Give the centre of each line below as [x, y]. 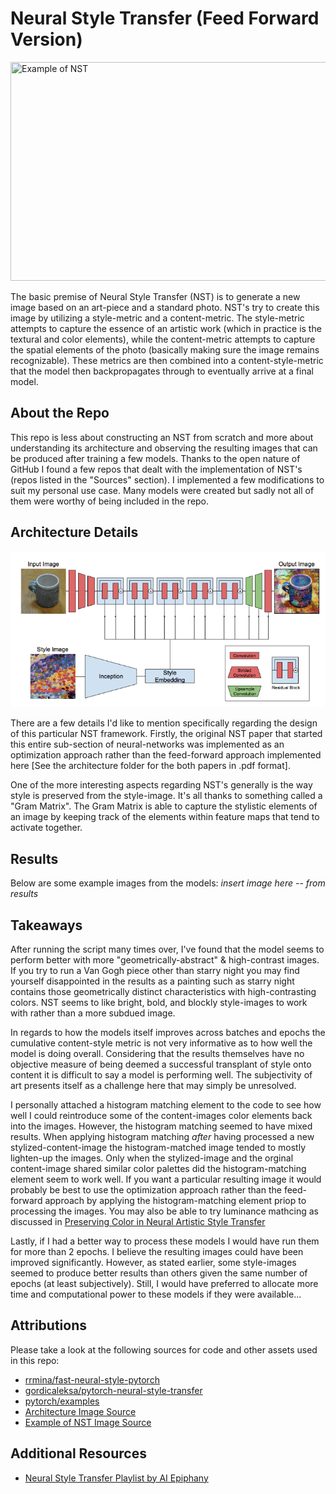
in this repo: [35, 1360]
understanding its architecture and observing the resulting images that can [164, 448]
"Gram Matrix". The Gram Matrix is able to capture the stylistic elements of [164, 806]
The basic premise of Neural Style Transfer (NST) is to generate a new [155, 296]
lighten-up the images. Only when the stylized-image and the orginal [152, 1158]
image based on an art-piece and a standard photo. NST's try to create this [165, 307]
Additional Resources [78, 1453]
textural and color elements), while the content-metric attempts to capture [163, 339]
